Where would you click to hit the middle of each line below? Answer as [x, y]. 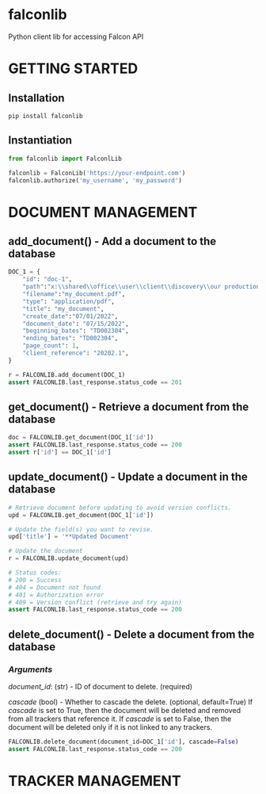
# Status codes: [35, 573]
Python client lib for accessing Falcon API [76, 36]
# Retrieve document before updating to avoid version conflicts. [120, 508]
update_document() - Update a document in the [128, 477]
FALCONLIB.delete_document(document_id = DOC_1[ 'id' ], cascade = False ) [123, 742]
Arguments [30, 669]
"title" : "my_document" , [63, 309]
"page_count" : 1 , [51, 346]
